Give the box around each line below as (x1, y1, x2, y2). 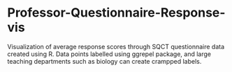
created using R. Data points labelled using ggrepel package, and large (7, 50, 212, 58)
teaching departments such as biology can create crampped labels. (7, 57, 202, 65)
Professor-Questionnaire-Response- (7, 5, 226, 21)
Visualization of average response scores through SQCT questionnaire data (7, 42, 225, 51)
